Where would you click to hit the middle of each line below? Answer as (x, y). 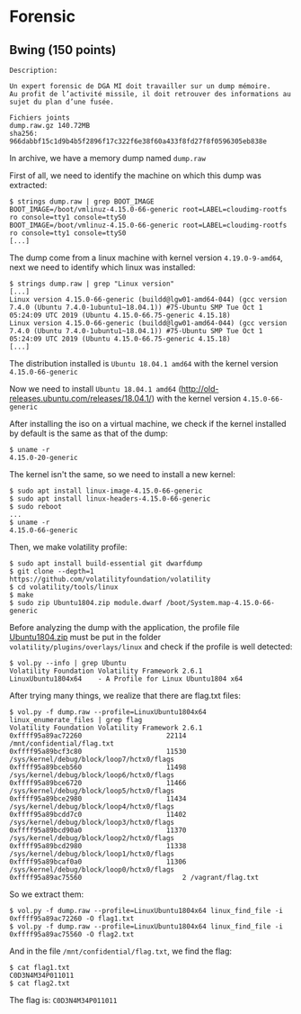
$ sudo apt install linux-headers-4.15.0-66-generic (110, 499)
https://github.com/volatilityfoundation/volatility (110, 579)
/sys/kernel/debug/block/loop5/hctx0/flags (92, 791)
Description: (34, 70)
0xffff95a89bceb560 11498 (98, 767)
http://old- (200, 389)
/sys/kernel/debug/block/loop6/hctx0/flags (92, 775)
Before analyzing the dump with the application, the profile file (124, 627)
